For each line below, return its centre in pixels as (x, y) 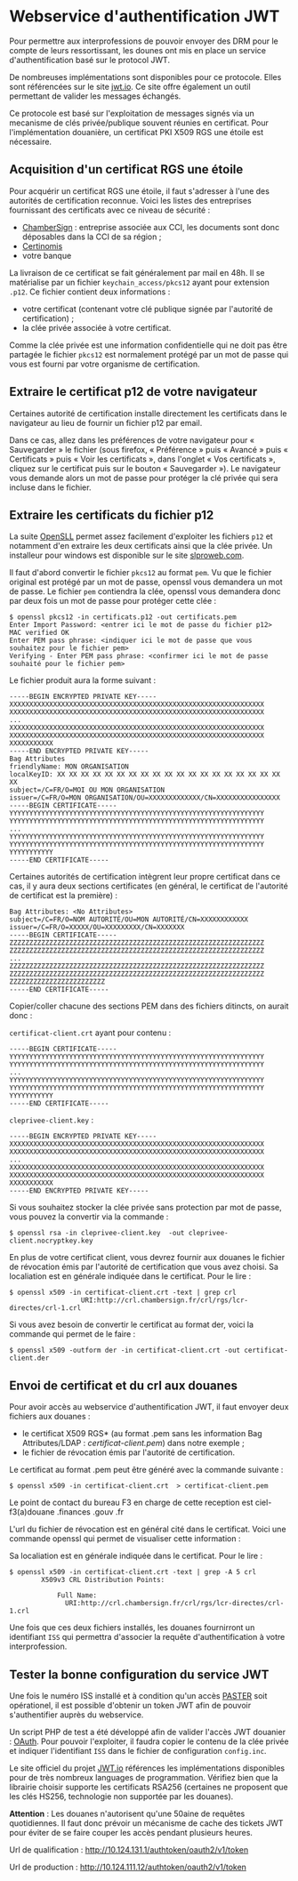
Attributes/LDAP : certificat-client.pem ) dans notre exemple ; (133, 1443)
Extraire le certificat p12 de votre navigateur (133, 392)
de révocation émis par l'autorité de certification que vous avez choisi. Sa (144, 1267)
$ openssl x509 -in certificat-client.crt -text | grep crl (123, 1293)
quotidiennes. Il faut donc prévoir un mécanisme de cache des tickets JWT (146, 1823)
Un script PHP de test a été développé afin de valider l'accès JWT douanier (148, 1732)
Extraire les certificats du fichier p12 (112, 514)
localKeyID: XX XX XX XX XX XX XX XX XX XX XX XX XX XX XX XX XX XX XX (145, 775)
